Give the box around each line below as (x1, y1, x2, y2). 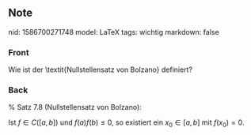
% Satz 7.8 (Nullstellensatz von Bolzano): (8, 103, 143, 112)
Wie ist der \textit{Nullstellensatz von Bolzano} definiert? (8, 65, 192, 74)
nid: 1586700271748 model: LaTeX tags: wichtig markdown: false (8, 27, 219, 36)
